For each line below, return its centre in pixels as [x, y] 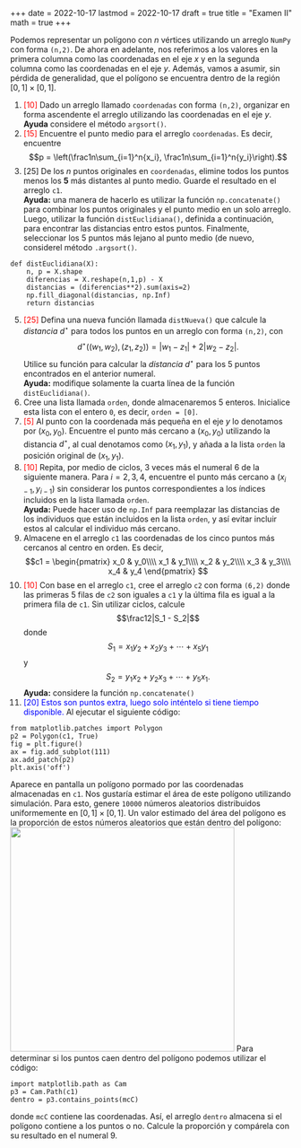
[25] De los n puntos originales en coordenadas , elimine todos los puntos [156, 171]
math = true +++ [41, 22]
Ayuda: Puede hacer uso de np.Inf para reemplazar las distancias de [151, 510]
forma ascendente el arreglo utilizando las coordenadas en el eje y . [147, 114]
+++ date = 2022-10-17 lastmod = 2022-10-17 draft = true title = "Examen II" [151, 13]
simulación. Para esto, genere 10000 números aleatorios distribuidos [135, 803]
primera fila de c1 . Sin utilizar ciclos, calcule [104, 604]
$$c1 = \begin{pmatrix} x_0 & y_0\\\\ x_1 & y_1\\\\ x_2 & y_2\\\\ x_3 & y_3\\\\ [158, 562]
